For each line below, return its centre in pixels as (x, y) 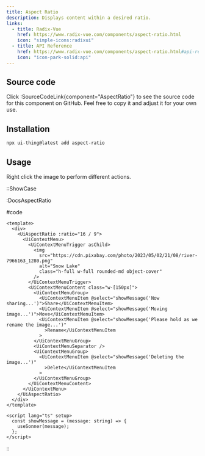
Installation (28, 129)
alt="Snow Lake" (59, 266)
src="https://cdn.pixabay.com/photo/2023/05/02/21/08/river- (118, 255)
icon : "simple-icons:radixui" (56, 40)
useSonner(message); (43, 426)
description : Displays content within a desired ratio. (79, 18)
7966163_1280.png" (30, 261)
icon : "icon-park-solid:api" (54, 57)
